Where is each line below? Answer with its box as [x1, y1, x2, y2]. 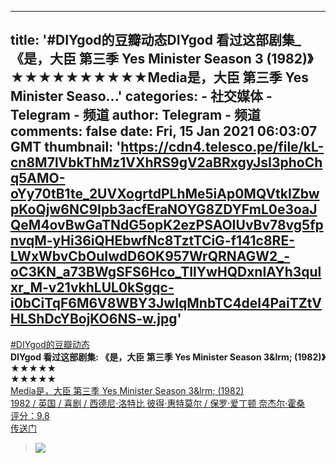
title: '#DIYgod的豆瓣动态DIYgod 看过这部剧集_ [10, 32, 302, 49]
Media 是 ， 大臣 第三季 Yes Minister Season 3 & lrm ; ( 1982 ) [10, 384, 245, 396]
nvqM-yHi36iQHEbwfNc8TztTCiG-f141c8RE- [10, 232, 295, 250]
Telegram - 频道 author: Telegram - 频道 [10, 107, 261, 124]
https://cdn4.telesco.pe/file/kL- [120, 139, 325, 156]
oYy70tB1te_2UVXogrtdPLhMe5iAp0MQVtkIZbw [10, 186, 320, 203]
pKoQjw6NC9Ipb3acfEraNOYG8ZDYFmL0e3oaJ [10, 201, 318, 218]
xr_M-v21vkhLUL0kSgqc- [10, 279, 175, 296]
